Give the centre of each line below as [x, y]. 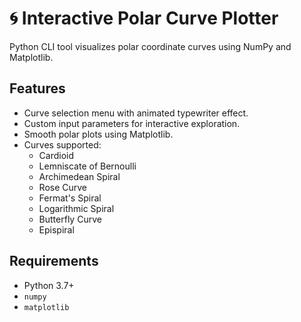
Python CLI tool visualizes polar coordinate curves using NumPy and [150, 46]
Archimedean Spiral [79, 176]
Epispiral [56, 229]
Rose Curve [63, 187]
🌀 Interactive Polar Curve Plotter [144, 18]
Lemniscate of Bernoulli [87, 166]
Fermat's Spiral [70, 198]
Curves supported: [62, 144]
